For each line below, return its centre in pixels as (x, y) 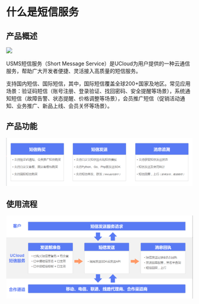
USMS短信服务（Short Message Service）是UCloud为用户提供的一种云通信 (98, 64)
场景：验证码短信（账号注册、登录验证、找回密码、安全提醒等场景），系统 (96, 91)
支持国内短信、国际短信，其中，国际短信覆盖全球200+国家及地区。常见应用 (98, 83)
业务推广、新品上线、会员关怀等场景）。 (64, 106)
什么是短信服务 (43, 12)
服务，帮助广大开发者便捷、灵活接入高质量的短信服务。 (73, 71)
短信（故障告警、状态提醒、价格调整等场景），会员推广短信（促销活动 (95, 98)
